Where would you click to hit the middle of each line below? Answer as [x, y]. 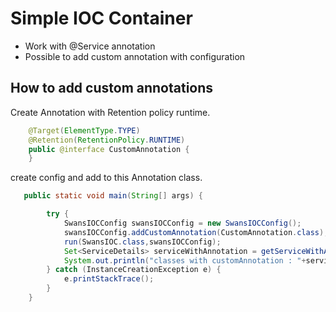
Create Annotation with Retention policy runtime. [110, 112]
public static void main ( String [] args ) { [113, 196]
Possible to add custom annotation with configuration [135, 56]
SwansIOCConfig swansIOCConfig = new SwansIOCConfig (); [182, 223]
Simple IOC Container [101, 18]
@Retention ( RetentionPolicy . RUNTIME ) [107, 140]
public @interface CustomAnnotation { [109, 149]
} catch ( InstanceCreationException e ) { [134, 270]
